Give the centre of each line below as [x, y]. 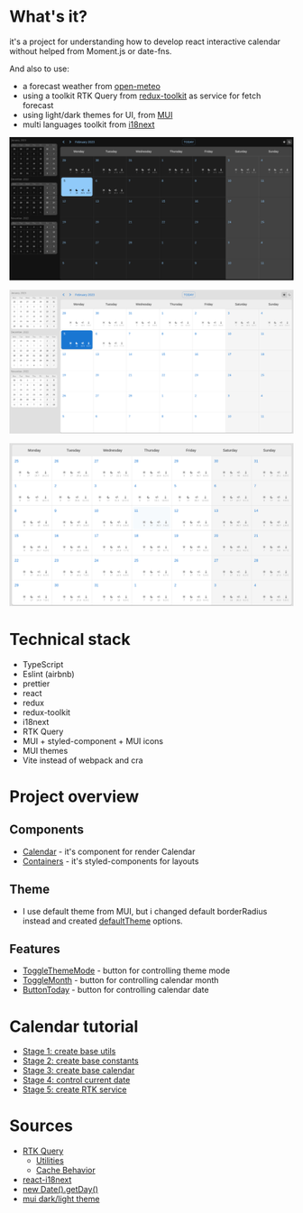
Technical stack [70, 639]
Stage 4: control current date [76, 1080]
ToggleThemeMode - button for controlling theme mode [126, 970]
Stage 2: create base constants [80, 1061]
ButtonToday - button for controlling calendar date [115, 990]
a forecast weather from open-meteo [91, 86]
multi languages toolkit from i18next [88, 124]
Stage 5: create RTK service [74, 1089]
